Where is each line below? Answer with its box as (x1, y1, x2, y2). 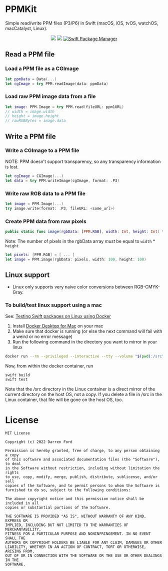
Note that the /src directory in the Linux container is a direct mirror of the (5, 386, 155, 392)
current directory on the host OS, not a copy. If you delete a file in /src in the (5, 391, 162, 397)
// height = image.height (5, 113, 59, 118)
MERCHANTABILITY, (5, 527, 41, 532)
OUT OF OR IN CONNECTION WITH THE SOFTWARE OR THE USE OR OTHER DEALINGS (5, 553, 162, 558)
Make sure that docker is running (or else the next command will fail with (12, 328, 162, 334)
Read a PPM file (5, 50, 55, 58)
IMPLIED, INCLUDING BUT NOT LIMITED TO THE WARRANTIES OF (5, 522, 128, 528)
